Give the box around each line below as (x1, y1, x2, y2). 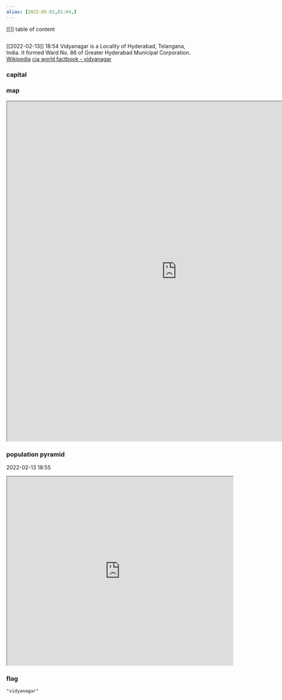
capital (6, 70, 27, 79)
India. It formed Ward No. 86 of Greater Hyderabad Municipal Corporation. (6, 49, 191, 56)
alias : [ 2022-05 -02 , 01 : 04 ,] (6, 8, 77, 15)
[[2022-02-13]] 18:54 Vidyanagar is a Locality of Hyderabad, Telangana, (6, 42, 186, 50)
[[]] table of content (6, 25, 55, 33)
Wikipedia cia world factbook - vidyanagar (6, 55, 112, 62)
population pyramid (6, 450, 65, 458)
